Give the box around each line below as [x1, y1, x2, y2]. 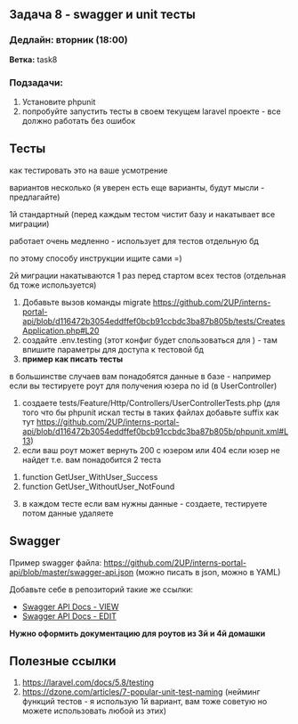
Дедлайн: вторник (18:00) [9, 34, 128, 46]
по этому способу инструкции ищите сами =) [9, 253, 182, 264]
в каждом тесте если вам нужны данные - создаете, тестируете [21, 498, 268, 508]
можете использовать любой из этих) [21, 705, 167, 716]
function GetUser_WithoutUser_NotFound [21, 481, 175, 492]
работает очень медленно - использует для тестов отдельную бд [9, 235, 260, 246]
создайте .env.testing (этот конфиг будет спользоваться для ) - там [21, 334, 278, 346]
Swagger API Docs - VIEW [21, 601, 119, 612]
